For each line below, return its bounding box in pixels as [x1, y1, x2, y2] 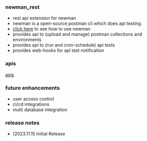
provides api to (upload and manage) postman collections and [12, 31, 142, 38]
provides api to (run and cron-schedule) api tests [12, 42, 115, 48]
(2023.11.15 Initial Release [12, 131, 65, 137]
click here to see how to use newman [12, 26, 91, 32]
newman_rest [5, 4, 40, 11]
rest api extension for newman [12, 15, 77, 21]
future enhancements [5, 84, 60, 91]
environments [12, 37, 42, 43]
